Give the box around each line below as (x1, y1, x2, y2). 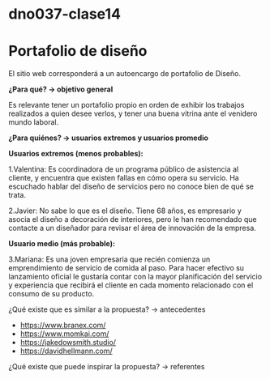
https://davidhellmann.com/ (19, 346, 114, 356)
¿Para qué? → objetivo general (8, 84, 114, 94)
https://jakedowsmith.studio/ (19, 338, 116, 347)
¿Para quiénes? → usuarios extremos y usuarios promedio (8, 133, 209, 143)
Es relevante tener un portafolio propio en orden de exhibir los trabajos (8, 100, 245, 110)
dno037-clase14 (8, 5, 122, 23)
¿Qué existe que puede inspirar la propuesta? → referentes (8, 362, 205, 372)
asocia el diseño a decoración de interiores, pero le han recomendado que (8, 215, 257, 224)
